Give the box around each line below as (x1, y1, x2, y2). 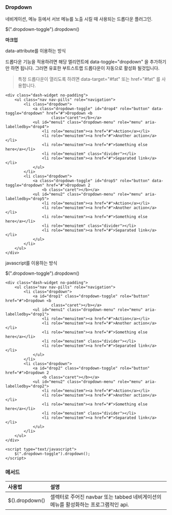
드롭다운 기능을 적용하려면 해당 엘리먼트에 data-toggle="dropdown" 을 (5, 59, 149, 65)
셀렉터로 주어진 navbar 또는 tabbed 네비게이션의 (50, 493, 162, 500)
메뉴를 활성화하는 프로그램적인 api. (50, 501, 130, 508)
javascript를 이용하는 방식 (5, 260, 58, 266)
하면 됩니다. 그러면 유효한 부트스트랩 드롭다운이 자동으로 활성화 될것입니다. (10, 65, 160, 72)
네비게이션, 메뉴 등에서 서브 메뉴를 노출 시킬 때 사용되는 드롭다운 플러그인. (5, 16, 153, 22)
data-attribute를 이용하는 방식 (5, 48, 66, 54)
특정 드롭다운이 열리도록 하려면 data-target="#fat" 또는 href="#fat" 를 (17, 76, 161, 82)
